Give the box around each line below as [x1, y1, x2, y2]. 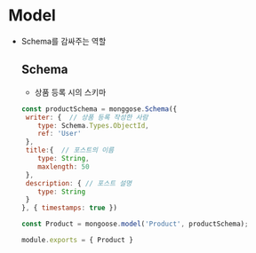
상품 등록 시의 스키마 [34, 86, 107, 98]
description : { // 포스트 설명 [25, 178, 132, 187]
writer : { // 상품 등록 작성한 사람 [25, 113, 148, 122]
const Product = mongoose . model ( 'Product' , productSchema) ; [20, 219, 249, 229]
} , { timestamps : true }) [20, 203, 117, 213]
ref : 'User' [37, 130, 82, 138]
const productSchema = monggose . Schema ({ [20, 104, 178, 114]
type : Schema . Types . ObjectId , [37, 121, 149, 130]
